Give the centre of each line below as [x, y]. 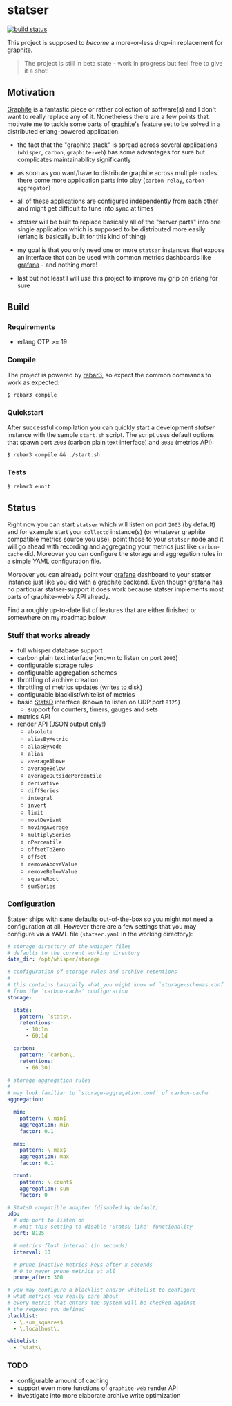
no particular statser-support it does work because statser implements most [116, 589]
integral [40, 799]
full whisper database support [60, 650]
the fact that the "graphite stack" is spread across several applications [117, 145]
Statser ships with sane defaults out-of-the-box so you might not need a [110, 919]
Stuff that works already [49, 636]
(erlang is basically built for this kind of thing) [81, 236]
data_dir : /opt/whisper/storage [54, 959]
